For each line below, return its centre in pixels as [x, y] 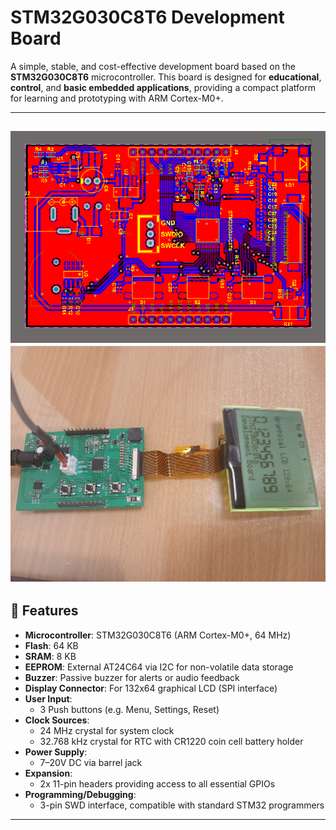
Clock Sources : [57, 720]
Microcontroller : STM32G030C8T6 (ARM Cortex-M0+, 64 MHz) [158, 635]
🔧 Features [44, 611]
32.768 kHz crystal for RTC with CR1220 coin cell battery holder [171, 741]
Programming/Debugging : [80, 794]
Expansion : [48, 773]
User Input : [48, 698]
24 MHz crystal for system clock [107, 730]
